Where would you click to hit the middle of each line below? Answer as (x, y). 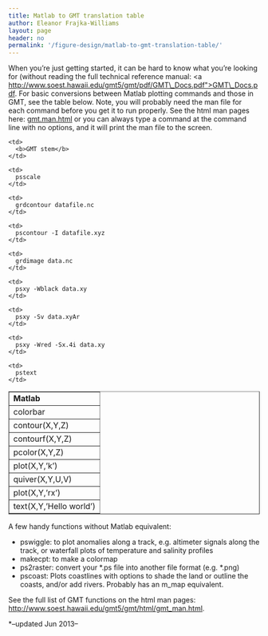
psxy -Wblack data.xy (51, 289)
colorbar (29, 412)
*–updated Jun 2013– (43, 624)
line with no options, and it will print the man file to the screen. (110, 128)
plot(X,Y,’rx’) (37, 493)
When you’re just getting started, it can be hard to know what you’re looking (133, 68)
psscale (28, 177)
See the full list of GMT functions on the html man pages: (102, 600)
